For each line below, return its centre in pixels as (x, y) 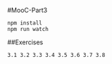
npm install (25, 23)
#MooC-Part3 (27, 10)
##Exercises (25, 42)
